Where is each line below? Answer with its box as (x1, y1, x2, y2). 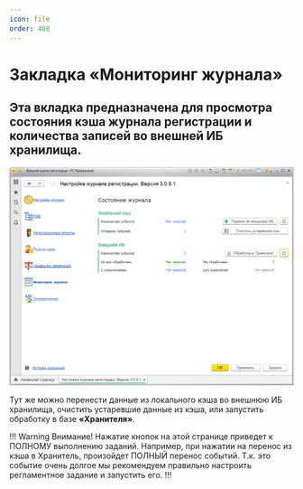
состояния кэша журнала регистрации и (9, 114, 252, 130)
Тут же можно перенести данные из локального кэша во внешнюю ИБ (9, 394, 283, 405)
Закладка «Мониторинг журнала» (9, 64, 283, 85)
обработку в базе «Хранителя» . (9, 413, 135, 424)
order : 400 (9, 24, 50, 33)
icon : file (9, 14, 50, 24)
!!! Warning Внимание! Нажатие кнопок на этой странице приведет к (9, 430, 273, 442)
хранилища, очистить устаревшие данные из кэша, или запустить (9, 403, 264, 415)
